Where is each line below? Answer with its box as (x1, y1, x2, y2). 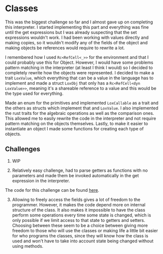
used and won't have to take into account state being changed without (12, 238, 154, 244)
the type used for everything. (5, 91, 64, 96)
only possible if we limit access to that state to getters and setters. (12, 217, 145, 223)
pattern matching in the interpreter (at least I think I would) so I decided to (5, 64, 153, 71)
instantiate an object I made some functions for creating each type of (5, 126, 144, 131)
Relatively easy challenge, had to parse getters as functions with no (12, 167, 148, 173)
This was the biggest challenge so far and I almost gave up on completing (5, 19, 153, 25)
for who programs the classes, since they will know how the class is (12, 233, 148, 238)
